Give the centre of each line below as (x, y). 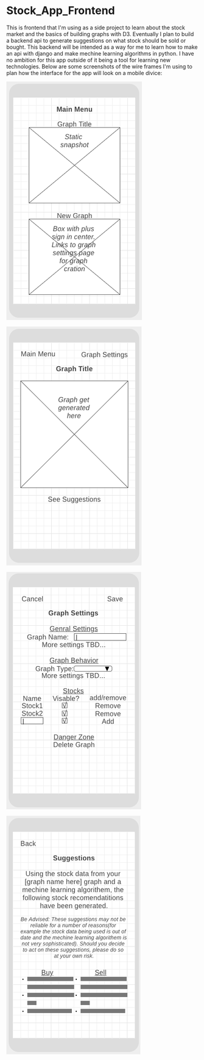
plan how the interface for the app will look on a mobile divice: (84, 73)
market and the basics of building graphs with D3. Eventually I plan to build (100, 34)
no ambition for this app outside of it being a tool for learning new (88, 60)
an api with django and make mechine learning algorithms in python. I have (100, 53)
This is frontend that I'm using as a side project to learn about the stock (96, 27)
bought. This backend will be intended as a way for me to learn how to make (102, 47)
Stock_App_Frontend (61, 11)
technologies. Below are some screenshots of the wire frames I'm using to (100, 66)
